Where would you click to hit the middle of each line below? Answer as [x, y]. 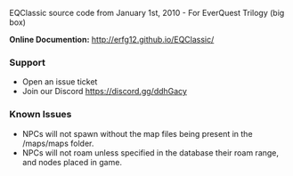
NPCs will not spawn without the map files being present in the [137, 133]
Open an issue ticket [60, 82]
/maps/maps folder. [58, 143]
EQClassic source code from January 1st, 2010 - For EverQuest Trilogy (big [147, 13]
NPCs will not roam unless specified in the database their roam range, [150, 152]
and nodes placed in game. [72, 162]
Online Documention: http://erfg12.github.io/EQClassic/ [112, 40]
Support [28, 62]
